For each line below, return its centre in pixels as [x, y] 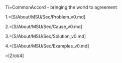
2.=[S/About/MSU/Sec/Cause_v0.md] [44, 26]
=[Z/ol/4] [15, 55]
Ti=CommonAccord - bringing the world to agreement [61, 7]
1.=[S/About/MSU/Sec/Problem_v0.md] [45, 17]
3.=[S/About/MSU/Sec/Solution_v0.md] [46, 36]
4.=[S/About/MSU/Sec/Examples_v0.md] [47, 46]
